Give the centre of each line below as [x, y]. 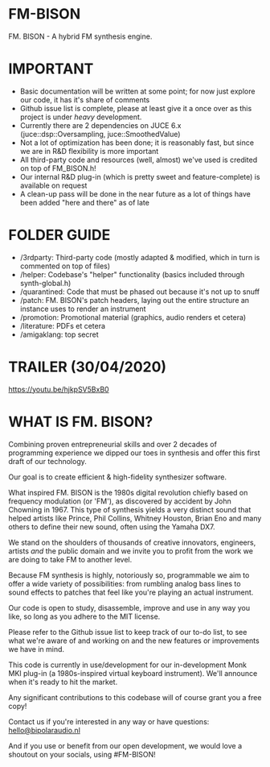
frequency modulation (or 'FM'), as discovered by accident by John [120, 501]
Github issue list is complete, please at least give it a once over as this [136, 108]
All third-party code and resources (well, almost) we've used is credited [139, 160]
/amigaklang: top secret [59, 334]
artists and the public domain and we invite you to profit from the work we [131, 551]
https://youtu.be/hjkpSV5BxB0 [59, 389]
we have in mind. [37, 649]
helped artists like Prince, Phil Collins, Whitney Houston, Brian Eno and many [135, 518]
